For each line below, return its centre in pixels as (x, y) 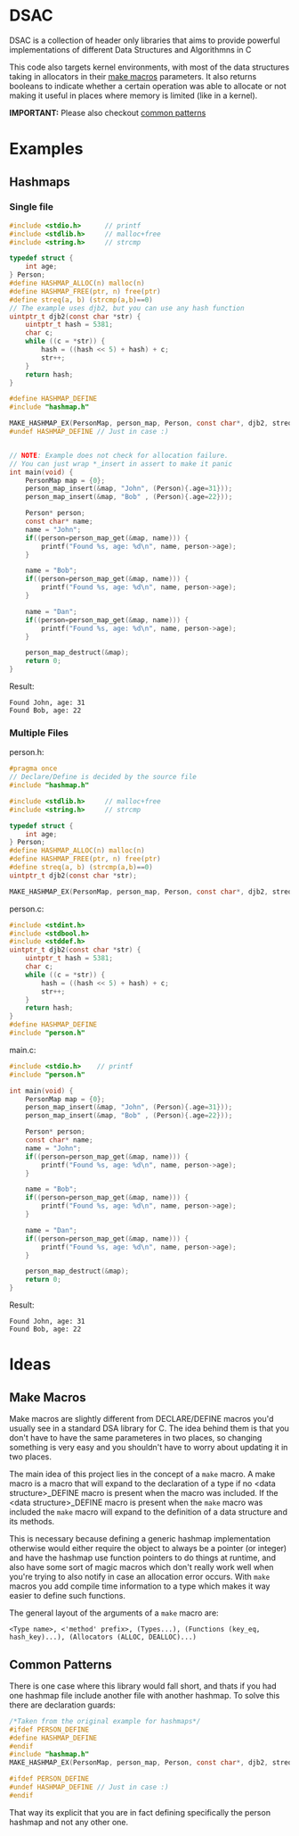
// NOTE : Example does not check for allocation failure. (119, 455)
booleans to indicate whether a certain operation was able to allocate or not (148, 86)
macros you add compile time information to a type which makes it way (140, 1586)
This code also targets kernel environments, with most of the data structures (149, 67)
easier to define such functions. (68, 1596)
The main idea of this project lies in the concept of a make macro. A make (142, 1475)
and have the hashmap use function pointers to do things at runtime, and (142, 1558)
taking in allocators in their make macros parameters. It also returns (133, 76)
